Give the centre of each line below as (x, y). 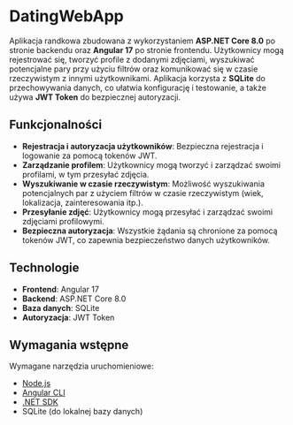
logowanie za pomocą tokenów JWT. (89, 156)
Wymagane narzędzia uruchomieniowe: (81, 366)
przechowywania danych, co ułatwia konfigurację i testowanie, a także (138, 87)
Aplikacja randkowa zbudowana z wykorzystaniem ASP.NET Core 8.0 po (143, 41)
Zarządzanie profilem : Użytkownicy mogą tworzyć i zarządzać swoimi (151, 164)
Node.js (36, 383)
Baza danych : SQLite (61, 307)
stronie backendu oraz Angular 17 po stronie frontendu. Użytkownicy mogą (147, 49)
